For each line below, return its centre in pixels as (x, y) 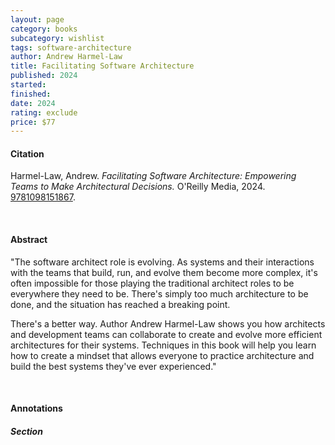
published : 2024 (44, 76)
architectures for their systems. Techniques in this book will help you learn (163, 345)
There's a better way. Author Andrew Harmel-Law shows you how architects (168, 323)
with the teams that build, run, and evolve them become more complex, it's (164, 272)
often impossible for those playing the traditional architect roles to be (152, 283)
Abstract (29, 240)
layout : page (37, 19)
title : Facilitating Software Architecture (102, 66)
